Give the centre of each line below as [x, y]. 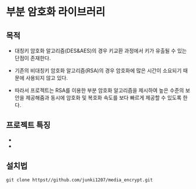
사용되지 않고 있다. [47, 78]
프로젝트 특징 [28, 125]
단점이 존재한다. [32, 58]
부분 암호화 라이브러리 [56, 12]
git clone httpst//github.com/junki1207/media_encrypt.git [80, 180]
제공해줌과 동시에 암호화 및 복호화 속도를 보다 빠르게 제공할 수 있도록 [104, 98]
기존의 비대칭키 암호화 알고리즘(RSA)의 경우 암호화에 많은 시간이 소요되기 [98, 70]
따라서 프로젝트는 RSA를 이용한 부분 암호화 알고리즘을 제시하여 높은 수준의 [99, 90]
